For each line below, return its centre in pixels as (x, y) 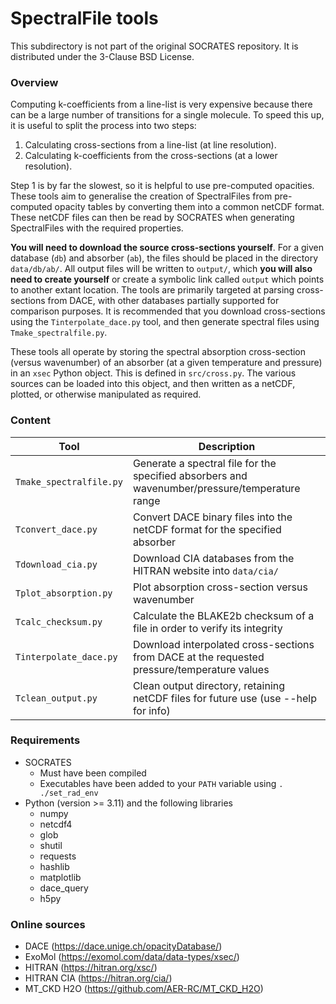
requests (58, 856)
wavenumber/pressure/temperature (216, 488)
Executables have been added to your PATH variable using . (161, 783)
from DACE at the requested (198, 657)
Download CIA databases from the (213, 558)
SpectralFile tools (84, 18)
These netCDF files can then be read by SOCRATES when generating (152, 218)
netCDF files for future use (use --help (224, 698)
